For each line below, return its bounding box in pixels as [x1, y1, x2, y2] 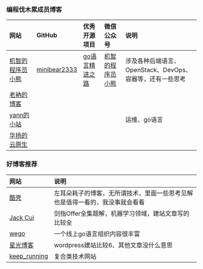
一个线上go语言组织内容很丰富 [54, 229, 140, 238]
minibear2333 [36, 65, 77, 74]
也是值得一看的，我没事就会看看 [54, 198, 145, 206]
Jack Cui [9, 213, 34, 221]
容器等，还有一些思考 [125, 75, 186, 83]
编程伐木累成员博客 [6, 5, 62, 13]
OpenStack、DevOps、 [125, 66, 192, 74]
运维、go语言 [125, 116, 163, 124]
